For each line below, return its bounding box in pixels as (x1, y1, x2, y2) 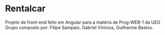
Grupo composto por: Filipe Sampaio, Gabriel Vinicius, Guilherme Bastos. (5, 24, 154, 30)
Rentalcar (5, 3, 46, 14)
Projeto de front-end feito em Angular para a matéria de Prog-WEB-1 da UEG (5, 19, 161, 25)
